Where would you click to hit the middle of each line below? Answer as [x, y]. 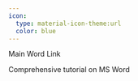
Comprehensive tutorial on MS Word [69, 70]
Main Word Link [34, 54]
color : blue [36, 31]
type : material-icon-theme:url [69, 23]
